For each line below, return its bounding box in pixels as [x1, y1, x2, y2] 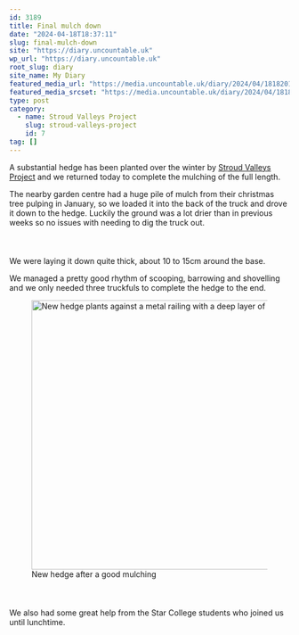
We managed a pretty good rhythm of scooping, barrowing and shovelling [9, 273, 280, 284]
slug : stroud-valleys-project [25, 121, 138, 130]
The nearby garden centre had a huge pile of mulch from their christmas [9, 188, 274, 199]
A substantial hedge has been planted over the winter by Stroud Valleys [9, 161, 271, 172]
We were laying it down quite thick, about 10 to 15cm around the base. [9, 255, 266, 266]
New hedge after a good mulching [31, 568, 158, 580]
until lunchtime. [9, 616, 66, 627]
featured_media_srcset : [9, 87, 98, 96]
